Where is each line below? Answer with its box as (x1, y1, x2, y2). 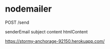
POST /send (5, 19, 29, 25)
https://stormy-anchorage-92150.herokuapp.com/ (5, 38, 105, 44)
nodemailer (5, 3, 52, 15)
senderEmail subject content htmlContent (5, 29, 88, 34)
